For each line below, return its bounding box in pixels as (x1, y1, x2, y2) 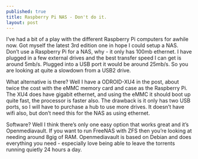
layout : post (6, 19, 38, 25)
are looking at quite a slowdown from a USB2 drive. (6, 67, 131, 74)
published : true (6, 8, 46, 15)
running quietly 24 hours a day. (6, 146, 82, 153)
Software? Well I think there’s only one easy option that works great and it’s (6, 121, 189, 128)
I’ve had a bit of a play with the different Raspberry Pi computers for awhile (6, 36, 189, 43)
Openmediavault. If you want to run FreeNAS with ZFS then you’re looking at (6, 127, 192, 134)
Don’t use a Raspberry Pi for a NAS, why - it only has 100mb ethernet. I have (6, 48, 192, 55)
